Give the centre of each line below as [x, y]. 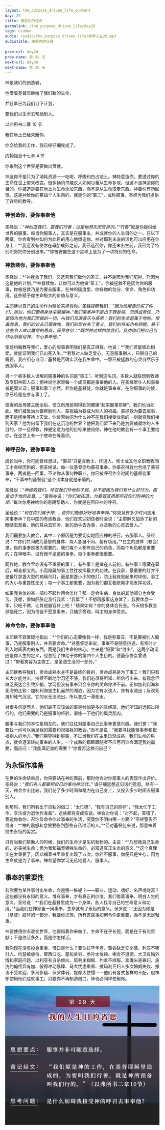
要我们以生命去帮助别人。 [31, 114]
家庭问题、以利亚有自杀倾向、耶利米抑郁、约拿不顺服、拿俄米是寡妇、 [84, 960]
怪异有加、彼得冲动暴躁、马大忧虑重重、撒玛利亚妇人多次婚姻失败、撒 [89, 966]
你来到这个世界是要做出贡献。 [35, 166]
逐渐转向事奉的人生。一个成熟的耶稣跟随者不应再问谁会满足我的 [86, 742]
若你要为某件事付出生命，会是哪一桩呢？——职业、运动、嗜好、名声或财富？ [82, 890]
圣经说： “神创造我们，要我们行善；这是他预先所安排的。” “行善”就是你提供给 [81, 227]
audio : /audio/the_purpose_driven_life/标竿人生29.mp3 [61, 36]
